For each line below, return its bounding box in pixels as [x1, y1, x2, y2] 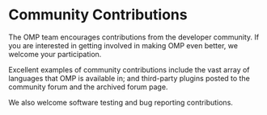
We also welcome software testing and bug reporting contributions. [8, 97, 233, 107]
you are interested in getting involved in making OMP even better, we [8, 40, 239, 50]
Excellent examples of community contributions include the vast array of [8, 64, 250, 74]
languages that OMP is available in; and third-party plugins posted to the [8, 73, 251, 83]
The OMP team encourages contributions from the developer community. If [8, 32, 260, 42]
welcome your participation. [8, 49, 102, 59]
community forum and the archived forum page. [8, 82, 168, 92]
